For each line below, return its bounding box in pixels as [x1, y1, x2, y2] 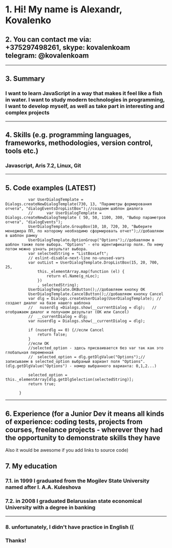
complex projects [5, 109, 50, 116]
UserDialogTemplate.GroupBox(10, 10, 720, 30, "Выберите [28, 224, 153, 229]
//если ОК [28, 341, 50, 346]
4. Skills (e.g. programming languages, [5, 131, 132, 139]
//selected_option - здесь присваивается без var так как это [28, 345, 164, 351]
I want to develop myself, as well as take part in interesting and [5, 103, 165, 110]
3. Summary [5, 75, 45, 83]
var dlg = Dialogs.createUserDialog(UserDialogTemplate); [28, 296, 155, 301]
